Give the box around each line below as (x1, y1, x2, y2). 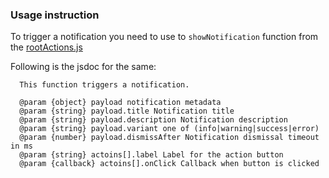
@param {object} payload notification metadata (19, 98, 222, 108)
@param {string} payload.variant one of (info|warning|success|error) (19, 124, 320, 134)
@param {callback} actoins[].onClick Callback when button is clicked (19, 159, 320, 169)
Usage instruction (10, 8, 100, 22)
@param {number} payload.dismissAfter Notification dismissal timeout (19, 133, 320, 143)
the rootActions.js (10, 41, 83, 53)
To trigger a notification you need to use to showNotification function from (10, 31, 319, 43)
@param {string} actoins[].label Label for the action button (19, 150, 284, 160)
